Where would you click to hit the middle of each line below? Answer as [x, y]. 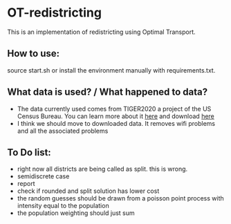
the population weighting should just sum [76, 213]
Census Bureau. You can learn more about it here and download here [115, 116]
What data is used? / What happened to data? [108, 92]
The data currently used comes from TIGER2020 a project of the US [114, 109]
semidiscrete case [43, 176]
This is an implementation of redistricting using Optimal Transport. [101, 32]
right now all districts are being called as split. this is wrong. [102, 169]
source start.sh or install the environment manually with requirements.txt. [111, 70]
